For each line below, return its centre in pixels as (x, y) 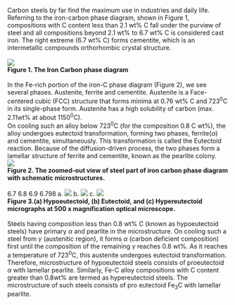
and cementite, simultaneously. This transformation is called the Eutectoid (114, 140)
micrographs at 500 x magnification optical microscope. (91, 208)
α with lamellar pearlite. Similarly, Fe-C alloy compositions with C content (113, 270)
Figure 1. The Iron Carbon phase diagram (68, 70)
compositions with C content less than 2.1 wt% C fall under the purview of (114, 25)
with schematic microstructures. (56, 178)
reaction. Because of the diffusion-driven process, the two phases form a (114, 148)
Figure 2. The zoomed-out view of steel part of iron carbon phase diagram (118, 170)
